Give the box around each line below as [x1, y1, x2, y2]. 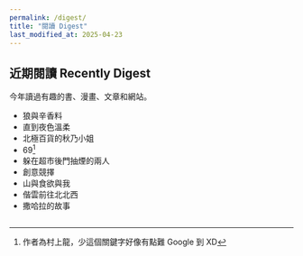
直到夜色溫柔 [22, 122, 70, 133]
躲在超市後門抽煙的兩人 [22, 155, 110, 166]
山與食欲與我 [22, 178, 70, 188]
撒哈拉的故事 [22, 200, 70, 211]
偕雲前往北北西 [22, 188, 78, 199]
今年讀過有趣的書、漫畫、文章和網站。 [9, 91, 151, 102]
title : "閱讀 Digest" [9, 22, 88, 31]
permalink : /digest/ [9, 13, 87, 23]
